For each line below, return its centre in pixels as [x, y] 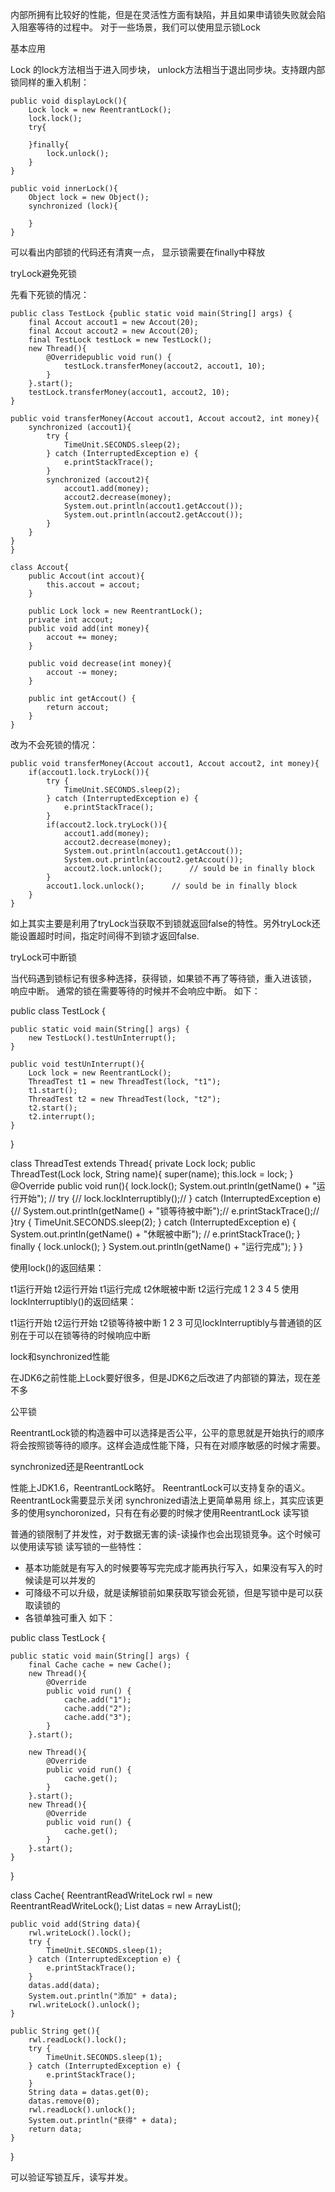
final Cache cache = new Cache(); [100, 1665]
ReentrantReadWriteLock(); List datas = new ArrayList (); [126, 1906]
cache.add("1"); [97, 1700]
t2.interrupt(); [62, 1117]
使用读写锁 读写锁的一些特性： [81, 1546]
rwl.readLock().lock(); [78, 2040]
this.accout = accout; [93, 585]
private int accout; [71, 620]
